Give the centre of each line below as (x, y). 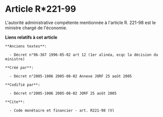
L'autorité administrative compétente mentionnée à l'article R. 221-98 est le (81, 23)
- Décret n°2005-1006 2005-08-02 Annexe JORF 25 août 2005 (71, 76)
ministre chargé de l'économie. (36, 27)
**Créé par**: (20, 68)
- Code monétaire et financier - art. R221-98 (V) (62, 110)
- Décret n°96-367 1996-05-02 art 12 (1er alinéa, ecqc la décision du (84, 55)
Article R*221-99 (41, 9)
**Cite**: (15, 102)
